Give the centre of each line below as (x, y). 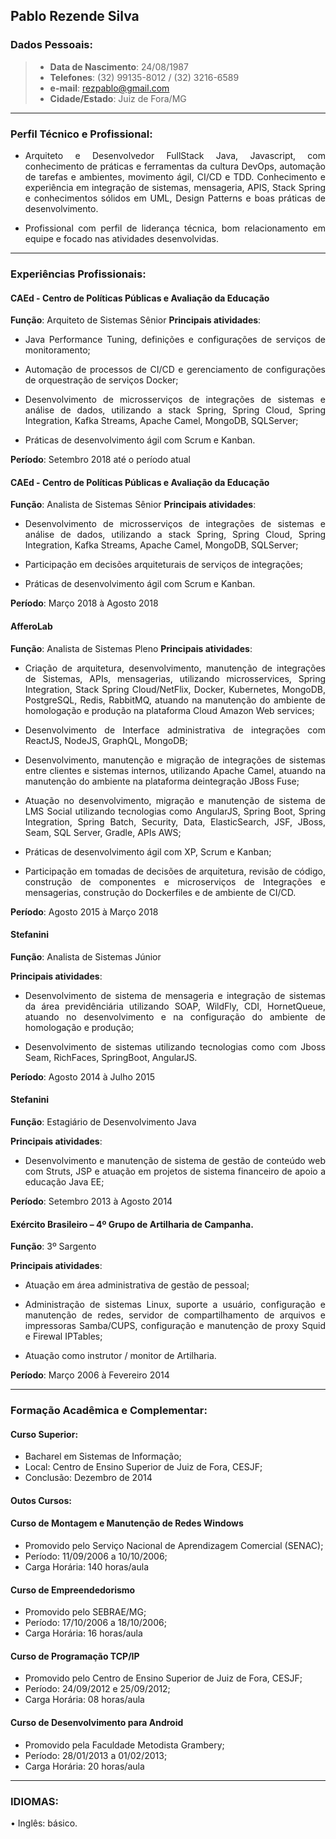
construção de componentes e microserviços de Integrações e (175, 881)
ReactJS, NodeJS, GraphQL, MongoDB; (106, 740)
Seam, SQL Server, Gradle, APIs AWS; (103, 832)
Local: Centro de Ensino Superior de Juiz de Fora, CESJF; (143, 1467)
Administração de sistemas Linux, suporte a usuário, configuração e (175, 1305)
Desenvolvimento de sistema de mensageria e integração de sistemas (175, 995)
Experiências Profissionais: (78, 274)
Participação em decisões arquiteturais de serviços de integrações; (164, 565)
